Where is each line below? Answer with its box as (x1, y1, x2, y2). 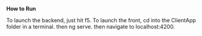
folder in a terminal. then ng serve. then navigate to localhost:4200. (6, 23, 175, 30)
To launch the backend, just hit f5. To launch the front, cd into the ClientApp (6, 17, 197, 23)
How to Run (6, 5, 37, 12)
